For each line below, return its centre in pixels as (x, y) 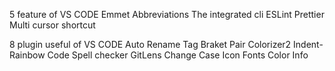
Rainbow (27, 55)
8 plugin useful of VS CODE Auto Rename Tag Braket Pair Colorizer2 (150, 44)
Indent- (308, 44)
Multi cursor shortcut (52, 25)
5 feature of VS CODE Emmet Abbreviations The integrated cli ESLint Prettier (167, 14)
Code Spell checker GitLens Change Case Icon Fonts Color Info (178, 55)
